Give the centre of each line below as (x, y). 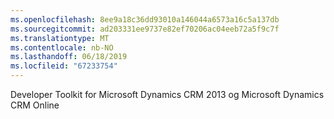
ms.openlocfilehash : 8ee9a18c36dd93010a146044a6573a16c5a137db (145, 19)
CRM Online (35, 105)
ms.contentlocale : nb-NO (62, 47)
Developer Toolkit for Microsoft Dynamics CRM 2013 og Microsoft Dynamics (167, 94)
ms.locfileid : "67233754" (64, 66)
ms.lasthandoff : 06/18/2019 (69, 57)
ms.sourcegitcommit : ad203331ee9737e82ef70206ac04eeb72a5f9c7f (145, 29)
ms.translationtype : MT (60, 38)
